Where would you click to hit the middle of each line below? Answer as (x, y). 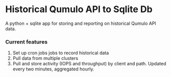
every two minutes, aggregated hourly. (53, 69)
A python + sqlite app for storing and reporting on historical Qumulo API (81, 23)
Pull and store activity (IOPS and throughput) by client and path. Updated (89, 64)
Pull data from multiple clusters (45, 58)
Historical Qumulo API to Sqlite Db (79, 9)
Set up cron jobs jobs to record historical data (61, 53)
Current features (27, 42)
